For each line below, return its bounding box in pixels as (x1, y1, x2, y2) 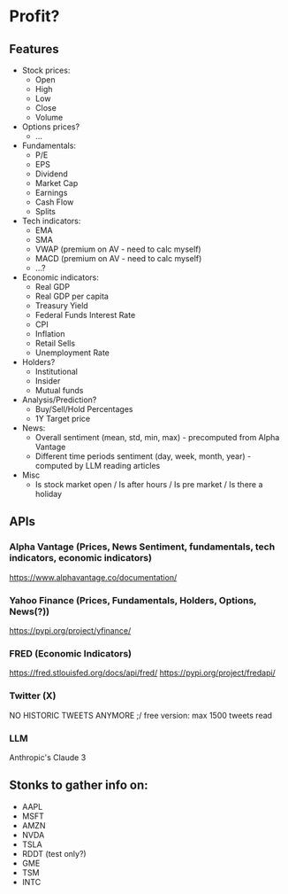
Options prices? (21, 121, 80, 132)
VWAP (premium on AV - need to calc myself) (34, 244, 201, 254)
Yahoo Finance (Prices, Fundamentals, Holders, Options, (9, 594, 257, 606)
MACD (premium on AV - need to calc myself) (34, 253, 202, 263)
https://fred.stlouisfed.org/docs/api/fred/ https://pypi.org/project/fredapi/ (9, 667, 276, 679)
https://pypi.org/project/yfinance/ (9, 625, 132, 635)
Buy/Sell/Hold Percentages (34, 404, 133, 414)
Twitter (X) (9, 689, 57, 702)
